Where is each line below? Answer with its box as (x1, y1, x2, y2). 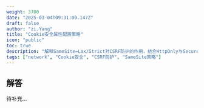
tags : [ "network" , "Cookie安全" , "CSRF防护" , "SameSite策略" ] (6, 54, 161, 60)
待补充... (6, 95, 27, 103)
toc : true (6, 43, 32, 49)
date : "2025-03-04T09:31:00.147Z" (6, 15, 94, 21)
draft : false (6, 20, 39, 26)
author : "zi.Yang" (6, 25, 53, 32)
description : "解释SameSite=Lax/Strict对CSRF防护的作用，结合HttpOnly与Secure (6, 49, 199, 55)
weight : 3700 (6, 8, 39, 15)
